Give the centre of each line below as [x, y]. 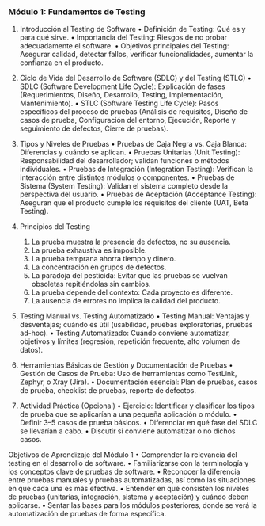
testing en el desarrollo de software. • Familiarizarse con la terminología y [129, 463]
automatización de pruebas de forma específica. [87, 514]
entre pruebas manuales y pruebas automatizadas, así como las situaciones [132, 480]
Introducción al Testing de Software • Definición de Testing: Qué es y [132, 29]
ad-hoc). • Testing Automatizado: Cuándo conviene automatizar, [125, 333]
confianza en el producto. [62, 63]
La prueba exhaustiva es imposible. [89, 250]
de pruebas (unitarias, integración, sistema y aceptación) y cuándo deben [129, 497]
